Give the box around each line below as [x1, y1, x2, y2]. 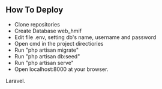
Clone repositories [14, 20, 61, 28]
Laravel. [5, 77, 25, 84]
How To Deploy [5, 5, 64, 15]
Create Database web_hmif [14, 27, 82, 34]
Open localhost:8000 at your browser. [14, 66, 109, 73]
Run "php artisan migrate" [14, 46, 79, 54]
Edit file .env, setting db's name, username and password [14, 33, 157, 41]
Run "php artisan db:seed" [14, 52, 80, 60]
